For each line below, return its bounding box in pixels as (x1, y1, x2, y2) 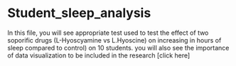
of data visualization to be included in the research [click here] (7, 51, 191, 60)
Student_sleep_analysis (7, 5, 151, 21)
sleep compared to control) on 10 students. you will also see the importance (7, 43, 230, 52)
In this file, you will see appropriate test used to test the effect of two (7, 28, 209, 37)
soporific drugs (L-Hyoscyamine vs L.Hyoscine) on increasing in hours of (7, 35, 222, 44)
